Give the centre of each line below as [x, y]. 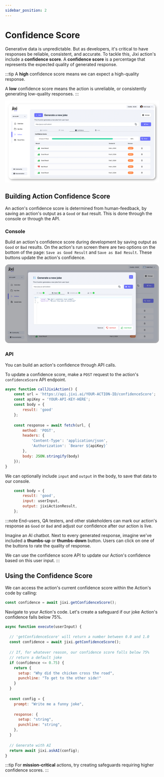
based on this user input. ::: [32, 560]
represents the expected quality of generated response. [61, 64]
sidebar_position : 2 [26, 10]
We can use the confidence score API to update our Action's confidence [78, 555]
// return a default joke [36, 658]
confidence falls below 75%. [34, 617]
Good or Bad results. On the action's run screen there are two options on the [80, 247]
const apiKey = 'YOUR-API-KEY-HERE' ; [52, 400]
